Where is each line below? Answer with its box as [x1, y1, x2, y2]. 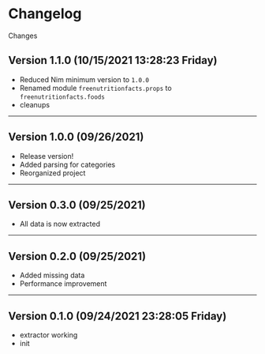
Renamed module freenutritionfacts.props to [19, 83, 172, 92]
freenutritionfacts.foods [19, 92, 105, 101]
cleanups [19, 100, 50, 109]
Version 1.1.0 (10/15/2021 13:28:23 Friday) [8, 54, 218, 67]
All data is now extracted [19, 219, 101, 229]
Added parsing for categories [19, 160, 116, 169]
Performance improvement [19, 279, 107, 288]
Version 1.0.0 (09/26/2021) [8, 130, 144, 144]
